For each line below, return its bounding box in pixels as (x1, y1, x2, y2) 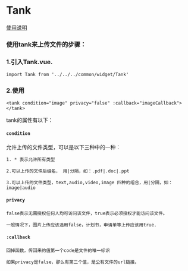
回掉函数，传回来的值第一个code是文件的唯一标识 (6, 248, 110, 254)
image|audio (6, 185, 36, 191)
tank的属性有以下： (6, 116, 54, 124)
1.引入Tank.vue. (6, 58, 53, 66)
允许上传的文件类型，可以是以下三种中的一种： (6, 143, 121, 150)
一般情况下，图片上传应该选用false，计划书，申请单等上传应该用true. (6, 222, 157, 228)
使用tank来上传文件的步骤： (6, 40, 87, 48)
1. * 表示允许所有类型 (6, 156, 55, 162)
